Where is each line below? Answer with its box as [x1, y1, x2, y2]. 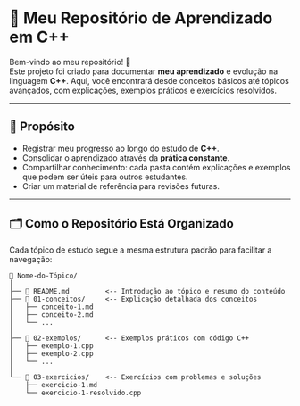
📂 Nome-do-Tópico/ [9, 271, 78, 280]
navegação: [9, 253, 53, 264]
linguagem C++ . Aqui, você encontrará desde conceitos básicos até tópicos [9, 75, 290, 86]
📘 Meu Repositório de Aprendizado [9, 8, 273, 29]
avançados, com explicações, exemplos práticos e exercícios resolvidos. [9, 85, 278, 95]
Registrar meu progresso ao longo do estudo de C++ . [21, 143, 221, 153]
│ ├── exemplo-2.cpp [9, 349, 94, 358]
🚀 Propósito [9, 120, 76, 135]
